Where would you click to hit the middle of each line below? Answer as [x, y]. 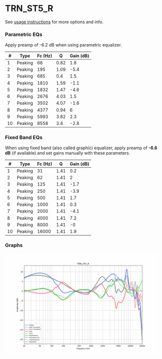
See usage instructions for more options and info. [54, 22]
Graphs [14, 245]
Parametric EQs [24, 34]
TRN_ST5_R [29, 8]
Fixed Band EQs [24, 137]
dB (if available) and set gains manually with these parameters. [68, 153]
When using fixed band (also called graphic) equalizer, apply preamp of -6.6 [81, 148]
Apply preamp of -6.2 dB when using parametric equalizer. [64, 45]
